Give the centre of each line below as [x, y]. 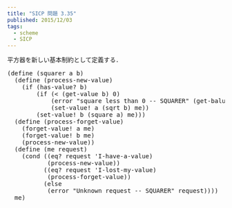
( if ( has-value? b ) [55, 87]
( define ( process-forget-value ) [69, 122]
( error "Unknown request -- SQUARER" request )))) [133, 191]
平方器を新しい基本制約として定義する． [65, 60]
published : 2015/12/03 [40, 20]
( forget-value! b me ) [58, 136]
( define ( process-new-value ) [64, 81]
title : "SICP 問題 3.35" [42, 13]
